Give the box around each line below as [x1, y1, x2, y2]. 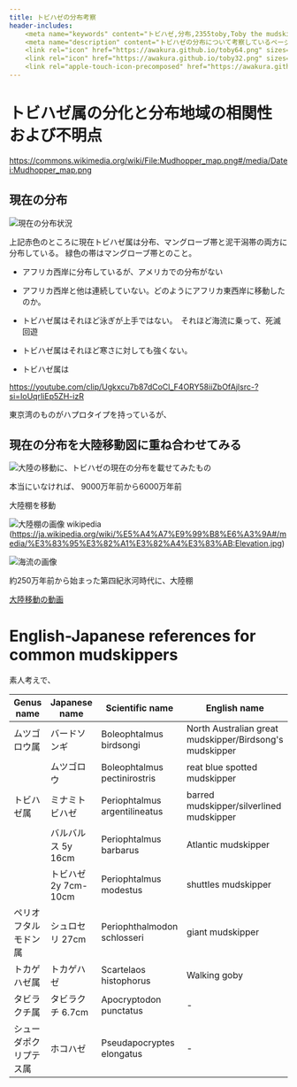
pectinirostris [101, 772, 156, 784]
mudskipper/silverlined [186, 800, 282, 813]
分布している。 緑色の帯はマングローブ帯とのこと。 [9, 247, 197, 258]
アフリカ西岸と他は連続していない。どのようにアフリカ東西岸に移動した [21, 285, 286, 296]
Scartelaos [101, 964, 146, 976]
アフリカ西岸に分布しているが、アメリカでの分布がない [21, 266, 224, 277]
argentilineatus [101, 806, 164, 818]
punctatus [101, 1005, 143, 1017]
